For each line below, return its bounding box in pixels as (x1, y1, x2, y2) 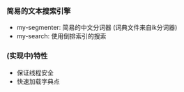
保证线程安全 (16, 68, 54, 77)
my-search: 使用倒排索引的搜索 (16, 32, 107, 40)
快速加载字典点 (16, 77, 60, 85)
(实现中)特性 (6, 51, 48, 61)
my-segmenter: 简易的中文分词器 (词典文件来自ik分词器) (16, 23, 178, 32)
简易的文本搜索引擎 (6, 6, 71, 15)
